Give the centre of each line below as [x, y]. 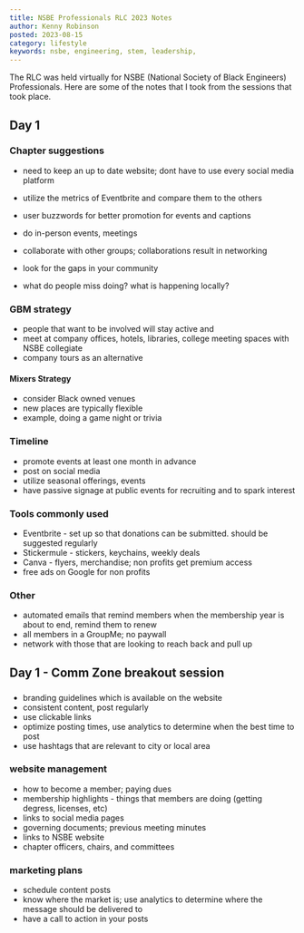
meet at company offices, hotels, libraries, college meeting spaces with [156, 339]
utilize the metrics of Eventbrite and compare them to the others [142, 198]
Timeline [29, 442]
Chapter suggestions [57, 151]
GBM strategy [41, 309]
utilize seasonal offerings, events [84, 481]
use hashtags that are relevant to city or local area [116, 745]
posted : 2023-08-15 [46, 34]
